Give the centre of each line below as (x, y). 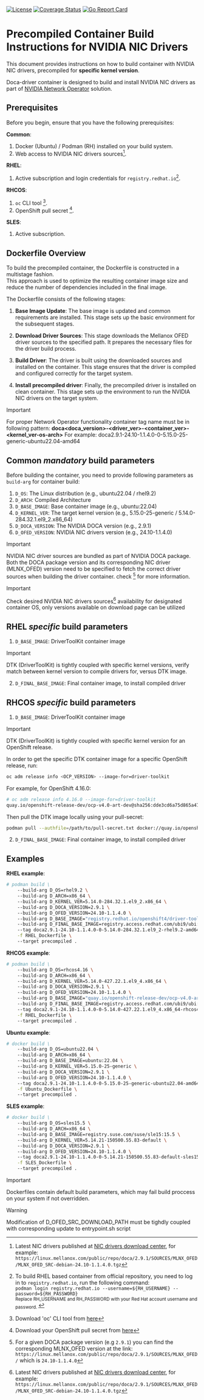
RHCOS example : (28, 953)
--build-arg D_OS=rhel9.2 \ (53, 890)
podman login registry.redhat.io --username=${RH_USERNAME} (93, 1288)
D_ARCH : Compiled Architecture (53, 500)
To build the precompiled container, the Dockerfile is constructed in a (93, 268)
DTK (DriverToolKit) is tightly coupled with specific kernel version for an (96, 740)
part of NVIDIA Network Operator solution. (59, 88)
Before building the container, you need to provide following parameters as (100, 475)
